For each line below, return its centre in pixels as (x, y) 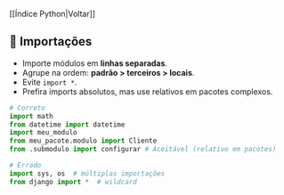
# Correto (28, 108)
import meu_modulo (43, 133)
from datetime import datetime (67, 125)
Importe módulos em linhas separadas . (94, 63)
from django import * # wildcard (73, 182)
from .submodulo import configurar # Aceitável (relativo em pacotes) (143, 150)
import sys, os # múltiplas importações (87, 174)
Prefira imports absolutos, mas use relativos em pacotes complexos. (147, 91)
